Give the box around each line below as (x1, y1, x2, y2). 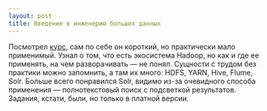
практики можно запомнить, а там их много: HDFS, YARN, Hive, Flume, (8, 67, 253, 77)
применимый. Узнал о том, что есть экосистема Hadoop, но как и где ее (8, 50, 260, 60)
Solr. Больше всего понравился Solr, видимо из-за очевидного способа (8, 76, 256, 86)
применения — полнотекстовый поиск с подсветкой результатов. (8, 84, 237, 94)
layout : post (8, 11, 53, 20)
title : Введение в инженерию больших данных (8, 19, 161, 28)
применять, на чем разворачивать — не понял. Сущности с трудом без (8, 58, 256, 69)
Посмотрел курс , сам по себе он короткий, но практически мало (8, 41, 236, 51)
